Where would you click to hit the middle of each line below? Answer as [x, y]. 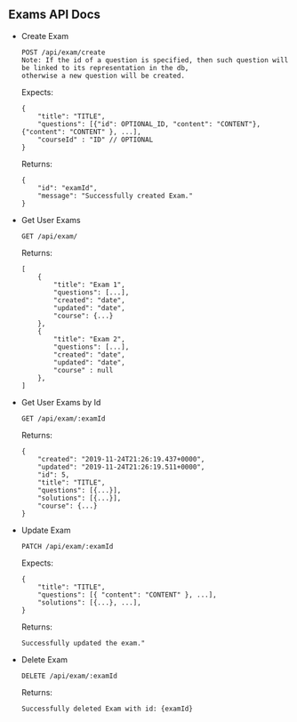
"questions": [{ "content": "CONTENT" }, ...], [127, 595]
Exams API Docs [55, 15]
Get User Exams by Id [61, 402]
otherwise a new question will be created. [103, 76]
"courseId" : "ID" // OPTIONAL [96, 140]
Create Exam [44, 36]
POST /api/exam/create [63, 52]
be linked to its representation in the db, [105, 68]
